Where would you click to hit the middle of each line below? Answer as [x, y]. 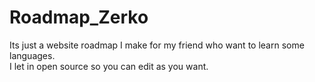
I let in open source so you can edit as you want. [109, 66]
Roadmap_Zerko [79, 17]
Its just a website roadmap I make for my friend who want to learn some [157, 45]
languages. [32, 55]
